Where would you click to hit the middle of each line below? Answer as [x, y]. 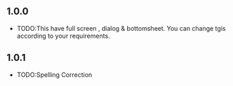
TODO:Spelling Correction [54, 74]
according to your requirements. [63, 36]
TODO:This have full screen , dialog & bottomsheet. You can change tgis [121, 28]
